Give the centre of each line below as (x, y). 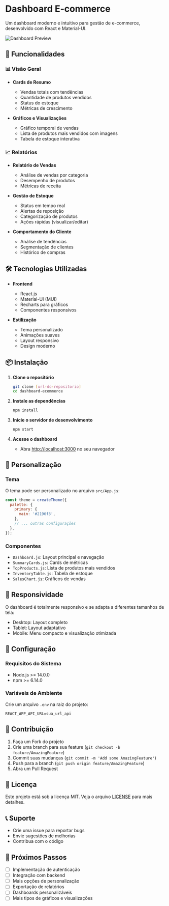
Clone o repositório (33, 377)
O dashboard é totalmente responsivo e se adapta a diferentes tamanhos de (85, 607)
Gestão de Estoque (33, 195)
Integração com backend (39, 875)
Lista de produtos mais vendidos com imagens (69, 133)
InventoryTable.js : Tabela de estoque (53, 574)
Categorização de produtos (49, 216)
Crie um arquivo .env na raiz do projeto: (47, 704)
